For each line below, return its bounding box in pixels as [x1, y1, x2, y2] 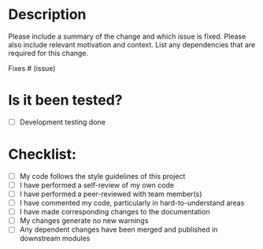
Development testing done [19, 117, 106, 127]
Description [8, 6, 87, 24]
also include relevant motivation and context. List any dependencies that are [8, 39, 256, 49]
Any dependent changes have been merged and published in [19, 225, 218, 234]
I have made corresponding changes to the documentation [19, 207, 210, 217]
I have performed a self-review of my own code [19, 180, 175, 190]
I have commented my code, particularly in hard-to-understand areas [19, 199, 245, 208]
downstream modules [19, 234, 91, 243]
